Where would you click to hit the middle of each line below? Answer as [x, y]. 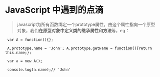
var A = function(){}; [30, 39]
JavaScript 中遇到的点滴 [54, 10]
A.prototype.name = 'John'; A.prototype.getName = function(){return [80, 48]
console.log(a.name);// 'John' [39, 69]
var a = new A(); [25, 61]
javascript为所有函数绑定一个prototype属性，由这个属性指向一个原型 [86, 24]
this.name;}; [18, 52]
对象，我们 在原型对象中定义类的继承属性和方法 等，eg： [73, 30]
